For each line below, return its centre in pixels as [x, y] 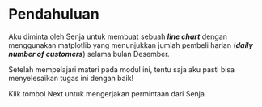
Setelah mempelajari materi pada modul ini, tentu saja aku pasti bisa [122, 69]
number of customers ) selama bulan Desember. [89, 53]
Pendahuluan [54, 14]
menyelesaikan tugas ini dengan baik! [71, 78]
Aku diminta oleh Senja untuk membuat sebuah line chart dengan [118, 36]
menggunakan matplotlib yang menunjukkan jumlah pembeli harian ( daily [131, 45]
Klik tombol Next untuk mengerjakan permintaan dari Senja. [108, 93]
